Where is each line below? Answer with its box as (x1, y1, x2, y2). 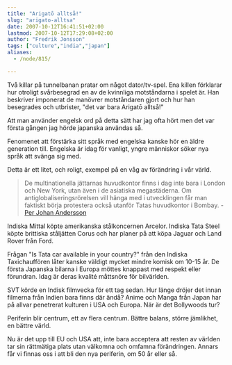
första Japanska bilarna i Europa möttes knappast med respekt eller (7, 265, 201, 273)
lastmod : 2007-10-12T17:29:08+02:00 (7, 29, 113, 37)
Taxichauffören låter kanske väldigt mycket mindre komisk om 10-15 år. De (7, 257, 220, 266)
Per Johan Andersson (24, 208, 87, 216)
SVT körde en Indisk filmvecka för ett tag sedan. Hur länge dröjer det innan (7, 286, 222, 294)
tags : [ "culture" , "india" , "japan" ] (7, 42, 110, 49)
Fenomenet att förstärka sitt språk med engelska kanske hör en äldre (7, 137, 205, 145)
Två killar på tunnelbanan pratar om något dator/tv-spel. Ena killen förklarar (7, 81, 222, 89)
